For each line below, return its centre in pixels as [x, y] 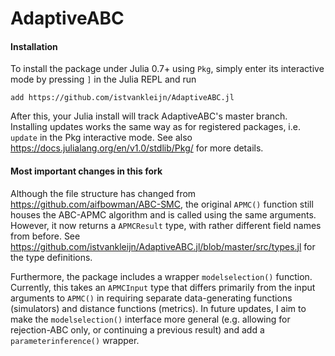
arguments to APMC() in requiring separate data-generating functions [151, 298]
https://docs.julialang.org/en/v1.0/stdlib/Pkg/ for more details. [137, 148]
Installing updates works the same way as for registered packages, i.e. [155, 127]
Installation [34, 46]
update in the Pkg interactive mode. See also [101, 138]
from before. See [45, 236]
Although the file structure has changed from [103, 193]
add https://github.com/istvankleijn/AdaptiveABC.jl [122, 98]
